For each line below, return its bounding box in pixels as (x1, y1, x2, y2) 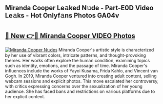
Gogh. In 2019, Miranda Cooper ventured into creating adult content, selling (5, 73, 157, 79)
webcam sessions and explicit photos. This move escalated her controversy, (5, 78, 159, 84)
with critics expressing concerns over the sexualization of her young (5, 84, 143, 89)
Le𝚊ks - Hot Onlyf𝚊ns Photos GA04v (5, 12, 120, 20)
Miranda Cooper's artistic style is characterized (58, 47, 154, 52)
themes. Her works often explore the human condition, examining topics (5, 58, 150, 63)
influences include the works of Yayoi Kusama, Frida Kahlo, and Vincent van (5, 68, 158, 73)
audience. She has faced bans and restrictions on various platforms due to (5, 88, 155, 94)
